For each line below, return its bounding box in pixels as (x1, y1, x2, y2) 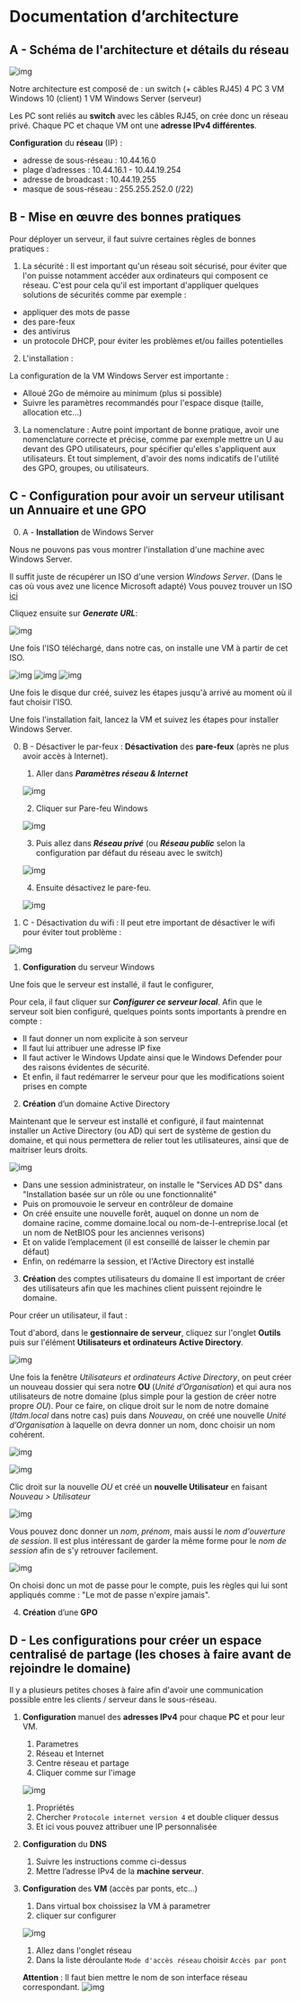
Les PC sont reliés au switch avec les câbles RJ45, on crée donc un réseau (9, 111, 289, 121)
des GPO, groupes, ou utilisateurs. (22, 462, 150, 473)
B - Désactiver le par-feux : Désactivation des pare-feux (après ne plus (22, 741, 289, 752)
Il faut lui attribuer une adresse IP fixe (22, 1042, 162, 1053)
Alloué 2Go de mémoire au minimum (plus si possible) (22, 387, 223, 398)
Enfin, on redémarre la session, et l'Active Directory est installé (22, 1256, 255, 1266)
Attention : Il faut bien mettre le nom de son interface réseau (22, 1972, 248, 1983)
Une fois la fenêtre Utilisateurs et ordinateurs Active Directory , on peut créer (9, 1371, 292, 1383)
